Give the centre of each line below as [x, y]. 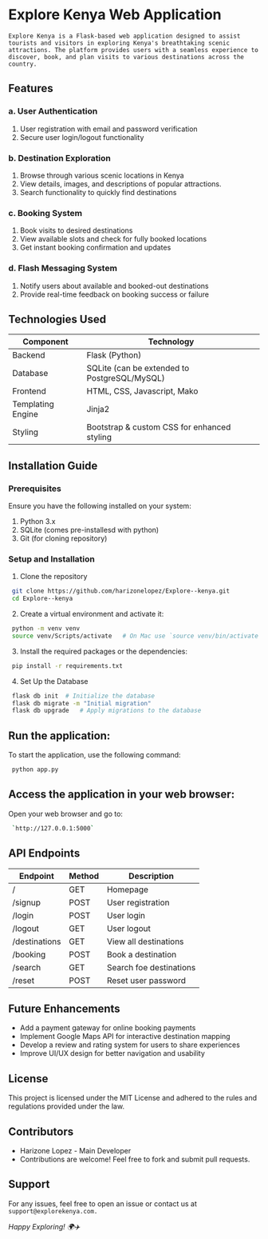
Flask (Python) [114, 355]
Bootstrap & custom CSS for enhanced [159, 427]
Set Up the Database [54, 681]
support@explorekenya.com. [53, 1211]
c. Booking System [45, 213]
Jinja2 [98, 410]
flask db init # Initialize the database [83, 696]
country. [23, 64]
